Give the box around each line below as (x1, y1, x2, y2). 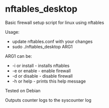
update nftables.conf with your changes (12, 38, 93, 44)
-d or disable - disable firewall (12, 73, 73, 79)
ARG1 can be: (5, 53, 32, 59)
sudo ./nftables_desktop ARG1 (12, 43, 73, 49)
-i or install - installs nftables (12, 63, 70, 68)
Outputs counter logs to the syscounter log (5, 97, 92, 103)
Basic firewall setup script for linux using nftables (5, 20, 104, 25)
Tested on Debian (5, 87, 41, 93)
